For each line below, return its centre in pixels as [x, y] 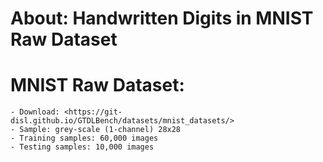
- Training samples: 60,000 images [84, 138]
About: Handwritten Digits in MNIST [162, 18]
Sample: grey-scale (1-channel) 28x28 [100, 130]
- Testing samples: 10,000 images [82, 147]
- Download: [35, 112]
